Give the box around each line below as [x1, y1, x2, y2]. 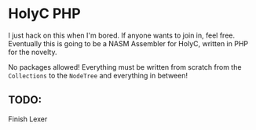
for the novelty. [8, 47, 57, 56]
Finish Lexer [8, 114, 48, 124]
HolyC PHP [8, 5, 81, 23]
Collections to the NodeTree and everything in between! [8, 70, 188, 80]
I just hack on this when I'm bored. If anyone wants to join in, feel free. [8, 31, 236, 40]
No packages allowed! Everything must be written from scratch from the [8, 62, 242, 71]
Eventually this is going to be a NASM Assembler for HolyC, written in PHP [8, 38, 249, 48]
